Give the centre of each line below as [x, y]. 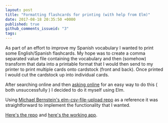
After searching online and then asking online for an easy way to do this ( [81, 85]
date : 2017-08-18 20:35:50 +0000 [40, 19]
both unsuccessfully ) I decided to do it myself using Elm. [65, 90]
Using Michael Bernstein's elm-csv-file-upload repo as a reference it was [82, 100]
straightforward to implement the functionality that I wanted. [68, 105]
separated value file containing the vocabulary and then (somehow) [76, 58]
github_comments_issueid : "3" [37, 29]
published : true [22, 24]
